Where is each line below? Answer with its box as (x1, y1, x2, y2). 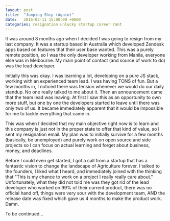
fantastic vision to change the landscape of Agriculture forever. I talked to (5, 163, 160, 169)
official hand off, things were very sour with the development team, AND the (5, 190, 165, 197)
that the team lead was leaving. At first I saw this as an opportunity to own (5, 94, 161, 101)
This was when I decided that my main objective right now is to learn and (5, 120, 159, 127)
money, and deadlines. (5, 148, 53, 154)
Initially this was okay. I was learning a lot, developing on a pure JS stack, (5, 72, 160, 79)
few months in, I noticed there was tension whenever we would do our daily (5, 84, 164, 90)
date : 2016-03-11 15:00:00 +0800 (5, 17, 81, 22)
